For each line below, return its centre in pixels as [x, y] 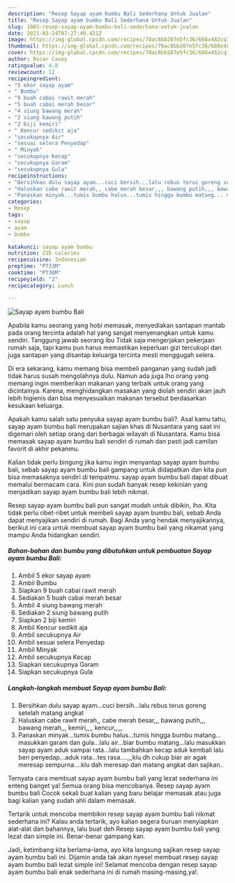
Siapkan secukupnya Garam [59, 665]
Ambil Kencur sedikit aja [53, 628]
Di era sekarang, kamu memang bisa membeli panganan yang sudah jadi [112, 368]
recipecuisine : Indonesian [47, 260]
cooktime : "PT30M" [35, 273]
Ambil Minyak [38, 650]
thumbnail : [24, 46]
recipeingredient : [35, 78]
